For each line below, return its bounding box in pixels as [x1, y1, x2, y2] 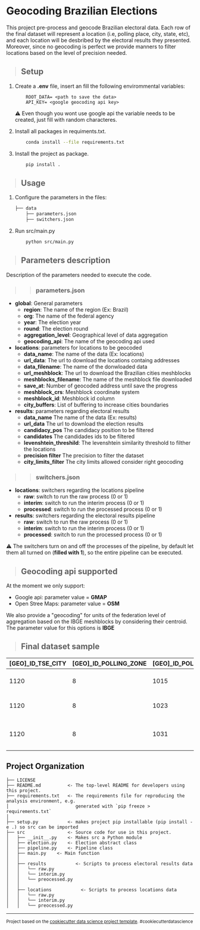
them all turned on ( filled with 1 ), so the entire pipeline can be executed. [6, 549, 183, 556]
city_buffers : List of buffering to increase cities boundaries [23, 401, 169, 408]
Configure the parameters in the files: [14, 194, 107, 201]
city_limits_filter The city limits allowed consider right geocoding [23, 458, 183, 465]
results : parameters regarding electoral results [14, 407, 130, 414]
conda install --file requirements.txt [26, 139, 125, 145]
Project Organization [6, 761, 85, 771]
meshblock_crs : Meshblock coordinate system [23, 388, 140, 395]
